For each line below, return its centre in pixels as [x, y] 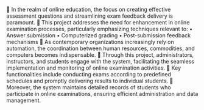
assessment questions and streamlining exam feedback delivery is [90, 16]
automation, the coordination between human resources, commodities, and [100, 48]
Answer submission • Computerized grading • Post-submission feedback [98, 35]
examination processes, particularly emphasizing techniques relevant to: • [100, 29]
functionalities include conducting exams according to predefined [89, 74]
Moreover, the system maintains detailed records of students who [89, 87]
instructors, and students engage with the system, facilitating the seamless [100, 61]
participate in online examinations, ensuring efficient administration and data [102, 94]
